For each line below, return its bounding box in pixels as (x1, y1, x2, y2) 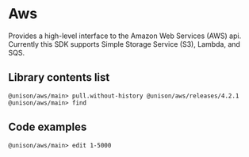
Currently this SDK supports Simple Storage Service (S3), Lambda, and (8, 39, 240, 48)
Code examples (8, 121, 87, 134)
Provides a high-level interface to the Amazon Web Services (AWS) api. (8, 31, 242, 40)
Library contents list (8, 71, 110, 84)
